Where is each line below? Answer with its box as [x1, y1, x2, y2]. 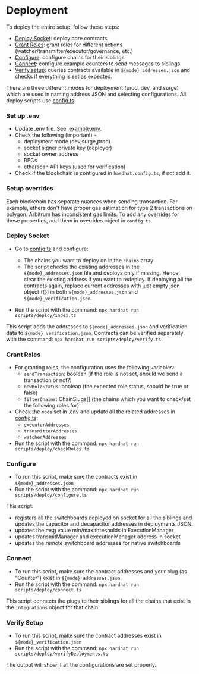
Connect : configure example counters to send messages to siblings [14, 60, 181, 67]
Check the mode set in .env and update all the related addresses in [14, 408, 176, 415]
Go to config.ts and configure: [14, 245, 89, 252]
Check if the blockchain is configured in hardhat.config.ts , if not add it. [14, 170, 191, 177]
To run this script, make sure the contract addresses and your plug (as [14, 568, 187, 575]
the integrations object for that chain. [6, 603, 100, 610]
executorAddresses [23, 422, 70, 428]
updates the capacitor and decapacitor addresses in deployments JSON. [14, 521, 193, 528]
